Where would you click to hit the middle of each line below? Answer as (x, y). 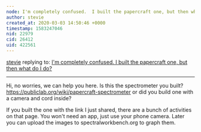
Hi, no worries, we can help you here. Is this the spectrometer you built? (95, 85)
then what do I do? (29, 68)
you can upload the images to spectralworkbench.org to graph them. (91, 122)
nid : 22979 (20, 34)
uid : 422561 (21, 45)
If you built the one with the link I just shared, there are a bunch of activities (99, 110)
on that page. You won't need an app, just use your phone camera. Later (95, 116)
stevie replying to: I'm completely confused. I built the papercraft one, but (97, 62)
